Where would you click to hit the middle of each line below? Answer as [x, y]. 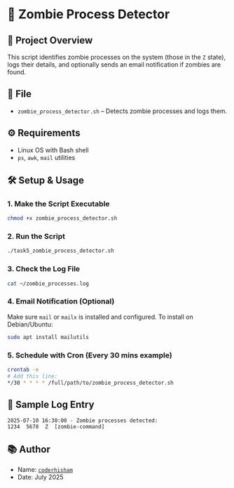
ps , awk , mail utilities [46, 157]
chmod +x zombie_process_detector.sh [62, 218]
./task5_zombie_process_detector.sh [61, 251]
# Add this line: [33, 376]
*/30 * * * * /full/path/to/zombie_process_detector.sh [90, 383]
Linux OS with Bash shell [53, 150]
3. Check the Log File [44, 269]
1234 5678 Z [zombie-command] [56, 427]
